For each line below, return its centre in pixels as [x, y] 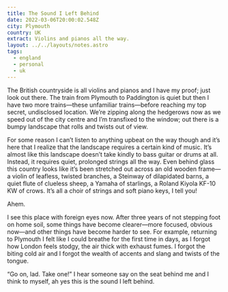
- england [27, 58]
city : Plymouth [29, 26]
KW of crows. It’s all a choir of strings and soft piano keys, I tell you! [102, 190]
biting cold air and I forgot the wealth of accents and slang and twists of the [113, 253]
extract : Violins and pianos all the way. [68, 39]
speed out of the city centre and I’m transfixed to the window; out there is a [113, 119]
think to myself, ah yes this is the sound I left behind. [81, 281]
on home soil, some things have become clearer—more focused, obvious [110, 224]
